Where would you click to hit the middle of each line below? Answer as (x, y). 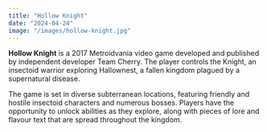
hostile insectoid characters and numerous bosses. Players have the (121, 103)
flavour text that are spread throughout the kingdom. (95, 120)
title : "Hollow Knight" (48, 16)
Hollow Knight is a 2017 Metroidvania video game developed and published (134, 54)
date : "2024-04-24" (41, 23)
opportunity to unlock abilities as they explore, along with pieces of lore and (134, 111)
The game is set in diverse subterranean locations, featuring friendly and (129, 94)
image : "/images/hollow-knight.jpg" (70, 30)
